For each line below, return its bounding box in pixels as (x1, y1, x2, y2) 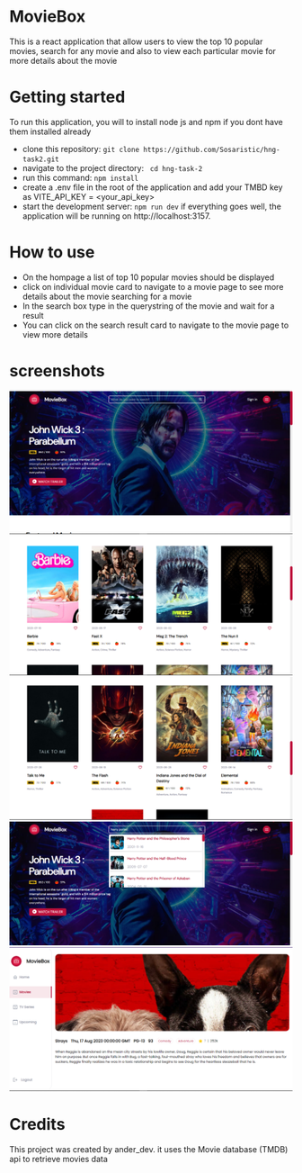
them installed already (9, 126, 92, 137)
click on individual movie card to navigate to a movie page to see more (22, 281, 284, 292)
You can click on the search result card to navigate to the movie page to (22, 320, 289, 330)
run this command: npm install (22, 172, 139, 183)
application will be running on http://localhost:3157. (22, 210, 211, 221)
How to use (9, 242, 95, 263)
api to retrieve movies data (9, 1153, 108, 1164)
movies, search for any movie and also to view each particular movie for (9, 45, 277, 56)
